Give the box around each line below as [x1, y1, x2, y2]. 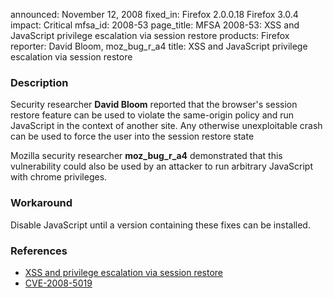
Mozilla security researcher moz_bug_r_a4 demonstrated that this [10, 150, 283, 162]
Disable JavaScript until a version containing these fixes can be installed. [10, 219, 311, 231]
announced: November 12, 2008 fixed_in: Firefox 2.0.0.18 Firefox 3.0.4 [10, 9, 299, 20]
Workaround [10, 196, 73, 210]
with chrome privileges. [10, 171, 108, 183]
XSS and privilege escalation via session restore [24, 266, 224, 278]
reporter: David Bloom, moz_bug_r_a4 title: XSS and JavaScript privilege [10, 40, 308, 52]
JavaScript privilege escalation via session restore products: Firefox [10, 30, 290, 41]
